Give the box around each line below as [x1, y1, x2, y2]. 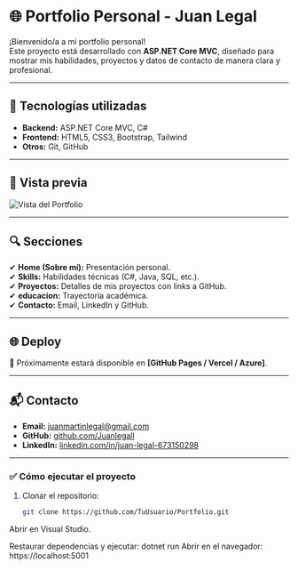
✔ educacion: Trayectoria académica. [9, 291, 149, 301]
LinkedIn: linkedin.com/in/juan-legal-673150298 [21, 440, 200, 450]
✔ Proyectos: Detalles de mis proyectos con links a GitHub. [9, 281, 227, 292]
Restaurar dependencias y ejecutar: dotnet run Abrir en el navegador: [9, 541, 263, 552]
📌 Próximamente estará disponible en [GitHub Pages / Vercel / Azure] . [9, 357, 268, 368]
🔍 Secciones [9, 234, 83, 249]
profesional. [9, 64, 53, 75]
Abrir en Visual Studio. [9, 524, 91, 534]
